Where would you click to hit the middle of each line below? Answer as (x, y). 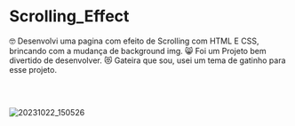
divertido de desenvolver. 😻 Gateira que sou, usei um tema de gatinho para (147, 60)
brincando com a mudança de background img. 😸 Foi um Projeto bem (138, 51)
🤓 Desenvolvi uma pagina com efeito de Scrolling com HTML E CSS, (134, 41)
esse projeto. (33, 69)
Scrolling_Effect (69, 16)
